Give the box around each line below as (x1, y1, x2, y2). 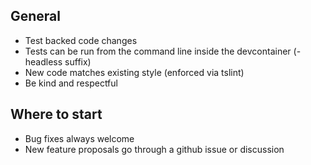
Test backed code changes (24, 34, 138, 46)
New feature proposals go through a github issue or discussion (24, 143, 285, 155)
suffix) (64, 55, 92, 68)
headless (24, 55, 63, 68)
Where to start (10, 106, 103, 123)
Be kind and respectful (24, 77, 118, 89)
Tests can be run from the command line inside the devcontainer (24, 45, 292, 57)
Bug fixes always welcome (24, 132, 135, 144)
